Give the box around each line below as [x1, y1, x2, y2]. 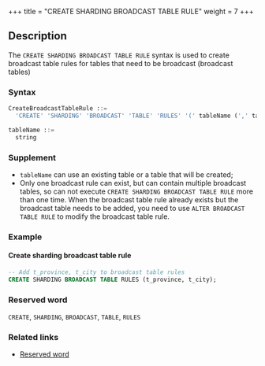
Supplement [8, 152, 57, 163]
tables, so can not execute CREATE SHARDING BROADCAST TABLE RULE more [19, 187, 254, 196]
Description [8, 29, 67, 43]
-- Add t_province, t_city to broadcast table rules [8, 268, 185, 276]
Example [8, 231, 43, 242]
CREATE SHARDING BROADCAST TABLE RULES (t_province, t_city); [8, 275, 217, 283]
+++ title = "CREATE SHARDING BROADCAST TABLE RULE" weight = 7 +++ [8, 7, 254, 16]
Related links [8, 332, 59, 342]
